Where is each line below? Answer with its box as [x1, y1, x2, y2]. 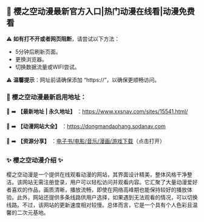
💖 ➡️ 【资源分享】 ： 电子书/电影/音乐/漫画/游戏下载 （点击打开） [6, 137, 165, 145]
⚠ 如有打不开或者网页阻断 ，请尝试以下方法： [6, 35, 120, 42]
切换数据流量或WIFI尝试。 [15, 63, 80, 71]
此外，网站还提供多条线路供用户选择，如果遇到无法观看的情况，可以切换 [16, 194, 198, 201]
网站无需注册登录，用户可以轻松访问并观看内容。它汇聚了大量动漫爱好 [22, 179, 198, 186]
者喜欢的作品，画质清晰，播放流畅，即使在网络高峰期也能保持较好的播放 [6, 186, 187, 193]
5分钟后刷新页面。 [15, 48, 62, 55]
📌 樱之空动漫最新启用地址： [6, 92, 87, 101]
